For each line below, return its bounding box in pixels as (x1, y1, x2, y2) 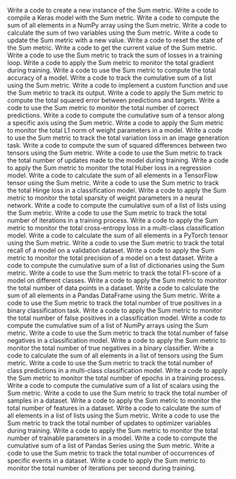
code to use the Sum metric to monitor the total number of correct (7, 104, 199, 112)
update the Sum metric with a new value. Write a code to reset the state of (7, 36, 223, 45)
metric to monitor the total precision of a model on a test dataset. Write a (7, 254, 218, 262)
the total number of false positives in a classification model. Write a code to (7, 314, 226, 322)
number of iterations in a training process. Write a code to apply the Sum (7, 216, 218, 225)
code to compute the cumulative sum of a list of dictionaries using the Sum (7, 261, 225, 269)
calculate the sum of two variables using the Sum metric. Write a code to (7, 28, 218, 37)
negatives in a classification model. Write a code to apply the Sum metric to (7, 336, 227, 345)
